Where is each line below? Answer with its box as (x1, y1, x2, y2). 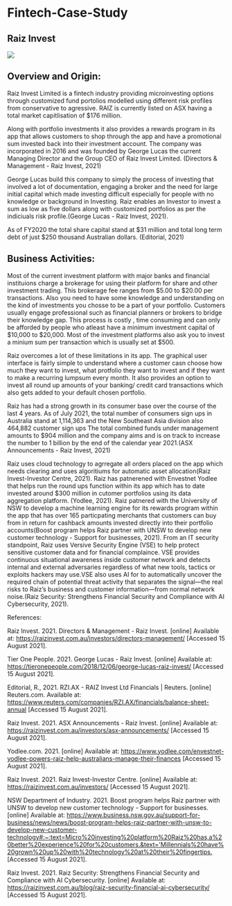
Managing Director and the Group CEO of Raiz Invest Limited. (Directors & (7, 154, 217, 163)
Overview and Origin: (7, 71, 102, 83)
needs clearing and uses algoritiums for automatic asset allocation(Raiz (7, 467, 211, 475)
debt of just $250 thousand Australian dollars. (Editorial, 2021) (7, 233, 185, 241)
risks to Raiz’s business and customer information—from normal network (7, 585, 215, 593)
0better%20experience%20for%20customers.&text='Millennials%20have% (7, 840, 224, 848)
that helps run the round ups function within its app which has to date (7, 481, 206, 490)
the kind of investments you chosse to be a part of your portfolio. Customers (7, 301, 226, 309)
